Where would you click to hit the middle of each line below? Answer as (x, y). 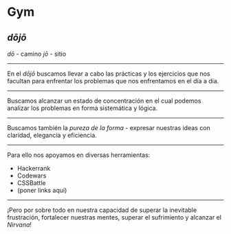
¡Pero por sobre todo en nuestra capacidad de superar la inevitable (102, 210)
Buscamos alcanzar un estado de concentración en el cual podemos (104, 101)
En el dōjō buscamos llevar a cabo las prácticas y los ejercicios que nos (109, 74)
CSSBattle (31, 183)
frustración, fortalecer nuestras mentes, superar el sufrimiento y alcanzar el (114, 217)
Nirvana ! (20, 225)
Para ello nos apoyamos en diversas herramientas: (79, 155)
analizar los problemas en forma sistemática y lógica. (82, 108)
